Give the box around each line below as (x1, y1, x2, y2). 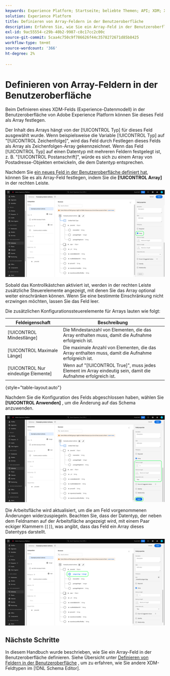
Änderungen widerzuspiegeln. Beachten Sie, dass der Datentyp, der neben (5, 513, 162, 519)
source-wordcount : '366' (5, 46, 58, 51)
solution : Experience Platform (5, 13, 71, 19)
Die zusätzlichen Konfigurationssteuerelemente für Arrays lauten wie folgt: (5, 308, 161, 314)
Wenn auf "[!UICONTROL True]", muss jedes (63, 362, 156, 368)
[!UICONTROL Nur (7, 365, 46, 371)
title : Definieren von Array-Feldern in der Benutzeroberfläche (5, 19, 144, 24)
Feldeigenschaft (15, 319, 51, 325)
